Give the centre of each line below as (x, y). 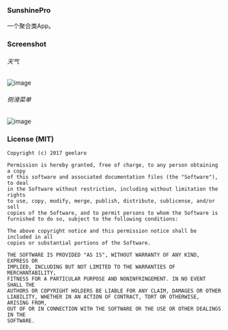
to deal (18, 183)
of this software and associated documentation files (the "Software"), (113, 177)
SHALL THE (21, 285)
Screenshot (27, 45)
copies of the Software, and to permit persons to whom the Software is (113, 213)
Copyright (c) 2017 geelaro (47, 153)
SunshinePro (29, 10)
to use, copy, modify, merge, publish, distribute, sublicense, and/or (111, 201)
